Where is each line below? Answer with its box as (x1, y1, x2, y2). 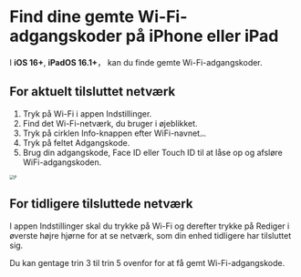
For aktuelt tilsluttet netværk (9, 84, 176, 99)
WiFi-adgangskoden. (22, 157, 102, 168)
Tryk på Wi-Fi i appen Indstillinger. (22, 108, 152, 119)
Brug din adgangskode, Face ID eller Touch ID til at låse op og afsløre (22, 147, 283, 158)
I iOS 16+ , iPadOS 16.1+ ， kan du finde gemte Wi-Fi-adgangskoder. (9, 56, 263, 67)
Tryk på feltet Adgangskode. (22, 137, 130, 148)
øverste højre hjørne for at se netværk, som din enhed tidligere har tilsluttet (9, 230, 292, 241)
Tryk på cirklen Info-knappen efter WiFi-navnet (22, 128, 201, 138)
